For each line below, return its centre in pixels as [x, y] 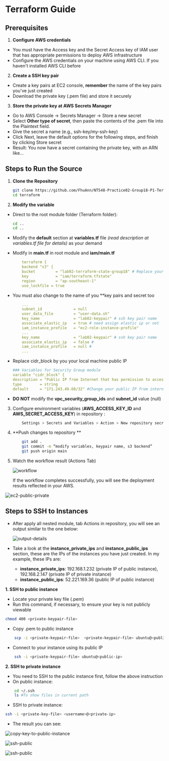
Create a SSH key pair [36, 76]
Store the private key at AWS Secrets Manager [62, 106]
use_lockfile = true [43, 286]
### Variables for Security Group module [56, 370]
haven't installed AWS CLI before [47, 66]
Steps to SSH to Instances [47, 511]
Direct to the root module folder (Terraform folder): [65, 214]
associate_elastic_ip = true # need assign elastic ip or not [91, 324]
